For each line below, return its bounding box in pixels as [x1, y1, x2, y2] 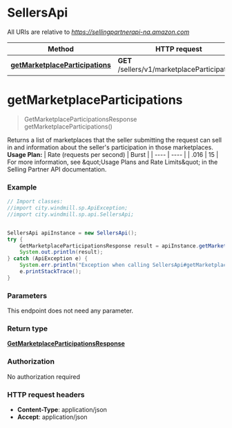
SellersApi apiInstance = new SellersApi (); [7, 230, 137, 236]
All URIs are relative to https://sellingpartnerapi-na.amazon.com [7, 28, 190, 36]
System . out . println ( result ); [19, 249, 104, 256]
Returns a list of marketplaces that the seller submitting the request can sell [7, 136, 222, 144]
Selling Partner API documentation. [7, 165, 107, 174]
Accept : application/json [17, 413, 88, 421]
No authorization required [7, 372, 81, 381]
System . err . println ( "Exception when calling [19, 261, 150, 269]
